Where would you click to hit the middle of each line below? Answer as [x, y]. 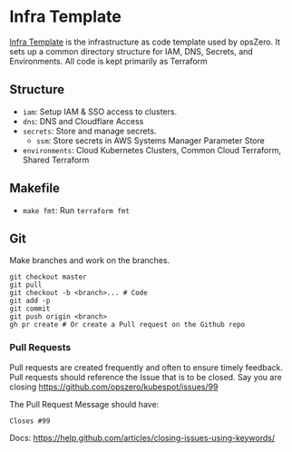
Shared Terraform [56, 160]
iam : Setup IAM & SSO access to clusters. [100, 112]
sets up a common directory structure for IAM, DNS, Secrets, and [131, 51]
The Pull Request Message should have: [84, 404]
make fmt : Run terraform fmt [76, 210]
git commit [30, 309]
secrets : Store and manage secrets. [89, 131]
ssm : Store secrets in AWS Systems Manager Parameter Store [150, 140]
